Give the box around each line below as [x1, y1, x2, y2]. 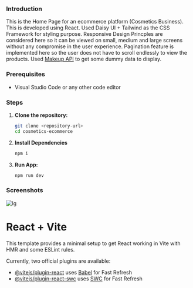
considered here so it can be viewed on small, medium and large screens [6, 37, 183, 44]
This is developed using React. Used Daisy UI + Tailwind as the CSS [6, 24, 170, 31]
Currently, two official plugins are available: [6, 257, 111, 264]
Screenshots [6, 186, 43, 195]
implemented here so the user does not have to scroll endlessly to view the [6, 49, 188, 56]
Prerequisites [6, 70, 45, 78]
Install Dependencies [14, 139, 67, 146]
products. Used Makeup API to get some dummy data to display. [6, 55, 162, 63]
